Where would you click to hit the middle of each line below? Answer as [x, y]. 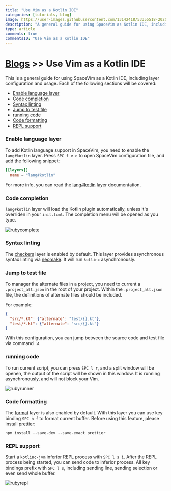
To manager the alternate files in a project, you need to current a [73, 284]
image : [12, 19]
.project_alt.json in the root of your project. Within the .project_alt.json [84, 289]
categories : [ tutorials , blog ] [38, 15]
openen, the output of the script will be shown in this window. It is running [83, 373]
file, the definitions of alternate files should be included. [64, 294]
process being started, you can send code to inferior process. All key [78, 462]
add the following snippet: [33, 161]
